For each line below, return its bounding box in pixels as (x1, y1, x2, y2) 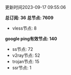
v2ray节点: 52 (12, 52, 40, 58)
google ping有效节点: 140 (5, 36, 57, 41)
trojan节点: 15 (12, 59, 40, 64)
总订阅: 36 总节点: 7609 (5, 15, 54, 21)
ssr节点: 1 (12, 65, 32, 71)
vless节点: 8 (12, 25, 37, 31)
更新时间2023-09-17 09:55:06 (5, 4, 66, 10)
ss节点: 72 (12, 46, 33, 52)
